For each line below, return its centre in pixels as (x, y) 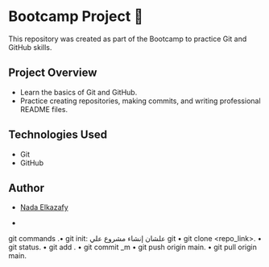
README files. (44, 109)
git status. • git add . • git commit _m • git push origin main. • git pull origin (133, 247)
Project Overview (53, 73)
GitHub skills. (30, 47)
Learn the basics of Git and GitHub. (79, 92)
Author (26, 188)
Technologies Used (58, 135)
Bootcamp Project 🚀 (76, 17)
